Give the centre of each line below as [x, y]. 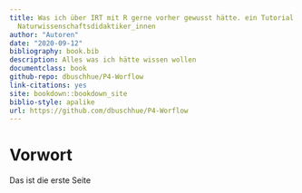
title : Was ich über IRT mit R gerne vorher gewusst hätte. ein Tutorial [152, 18]
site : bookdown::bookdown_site [68, 93]
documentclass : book [49, 69]
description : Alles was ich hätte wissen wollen [103, 60]
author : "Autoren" [44, 34]
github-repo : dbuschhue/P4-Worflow [77, 77]
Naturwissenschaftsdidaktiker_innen [87, 26]
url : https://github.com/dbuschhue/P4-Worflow [99, 111]
